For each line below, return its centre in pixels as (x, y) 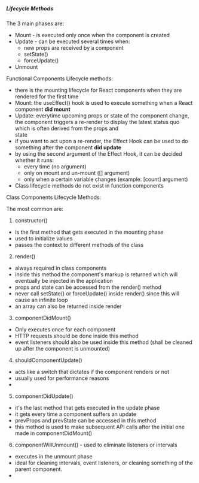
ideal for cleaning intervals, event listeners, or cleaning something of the (104, 463)
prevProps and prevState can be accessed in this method (85, 420)
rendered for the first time (47, 96)
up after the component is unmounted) (62, 348)
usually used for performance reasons (62, 378)
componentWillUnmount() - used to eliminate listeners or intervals (96, 445)
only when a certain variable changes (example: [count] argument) (106, 179)
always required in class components (61, 268)
